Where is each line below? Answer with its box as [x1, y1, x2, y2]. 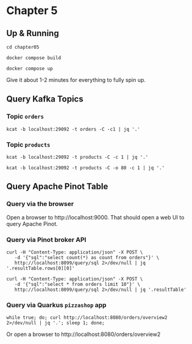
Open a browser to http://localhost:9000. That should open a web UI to [6, 213, 185, 221]
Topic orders [6, 112, 44, 121]
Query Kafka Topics [6, 94, 84, 104]
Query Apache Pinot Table [6, 181, 108, 192]
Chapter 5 [6, 4, 58, 18]
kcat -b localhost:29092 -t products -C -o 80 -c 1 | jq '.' [6, 164, 165, 171]
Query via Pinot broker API [6, 235, 87, 244]
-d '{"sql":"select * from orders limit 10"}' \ [14, 281, 140, 287]
